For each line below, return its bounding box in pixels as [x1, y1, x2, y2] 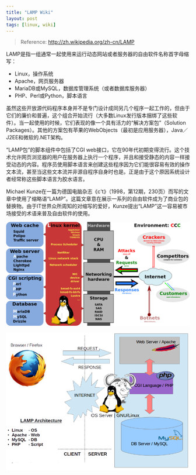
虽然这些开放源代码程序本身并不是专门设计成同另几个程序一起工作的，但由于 [6, 105, 190, 112]
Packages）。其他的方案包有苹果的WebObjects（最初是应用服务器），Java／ [6, 126, 188, 134]
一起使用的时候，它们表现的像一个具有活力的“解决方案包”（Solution [23, 119, 187, 126]
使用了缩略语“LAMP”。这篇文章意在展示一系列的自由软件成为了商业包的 [16, 195, 188, 202]
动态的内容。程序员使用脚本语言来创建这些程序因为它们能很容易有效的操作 [10, 161, 190, 168]
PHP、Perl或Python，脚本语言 [14, 92, 87, 99]
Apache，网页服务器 [14, 78, 64, 85]
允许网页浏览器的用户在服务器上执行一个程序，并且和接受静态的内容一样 [10, 154, 185, 161]
